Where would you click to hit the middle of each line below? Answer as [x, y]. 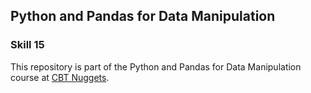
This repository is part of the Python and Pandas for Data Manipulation [156, 66]
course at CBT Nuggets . [60, 77]
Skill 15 [27, 45]
